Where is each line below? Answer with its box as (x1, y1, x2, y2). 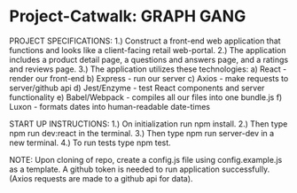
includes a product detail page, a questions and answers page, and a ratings (9, 54, 289, 65)
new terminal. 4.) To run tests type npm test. (9, 137, 171, 148)
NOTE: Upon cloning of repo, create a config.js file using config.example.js (9, 154, 283, 165)
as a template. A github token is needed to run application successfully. (9, 164, 270, 174)
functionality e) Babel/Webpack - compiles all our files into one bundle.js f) (9, 91, 283, 103)
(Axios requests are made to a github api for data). (9, 173, 193, 183)
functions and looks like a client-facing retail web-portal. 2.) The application (9, 44, 286, 55)
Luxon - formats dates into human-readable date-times (9, 101, 211, 112)
